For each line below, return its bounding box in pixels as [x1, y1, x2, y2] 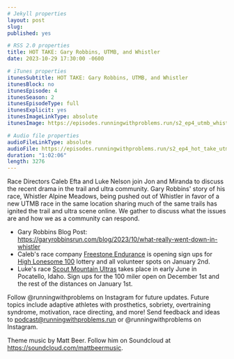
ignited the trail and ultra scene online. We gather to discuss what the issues [7, 207, 226, 215]
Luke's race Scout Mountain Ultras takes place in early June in [17, 265, 197, 273]
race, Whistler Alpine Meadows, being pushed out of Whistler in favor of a [7, 192, 219, 201]
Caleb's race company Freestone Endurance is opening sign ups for [17, 250, 213, 259]
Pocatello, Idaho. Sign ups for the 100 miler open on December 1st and [17, 273, 219, 281]
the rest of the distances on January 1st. [17, 280, 133, 288]
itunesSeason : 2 [7, 93, 54, 101]
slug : [7, 23, 23, 30]
